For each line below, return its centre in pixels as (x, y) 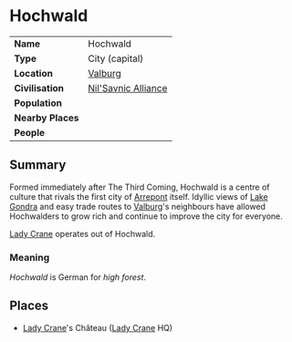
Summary (38, 165)
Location (33, 73)
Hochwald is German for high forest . (78, 277)
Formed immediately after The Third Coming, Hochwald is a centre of (140, 187)
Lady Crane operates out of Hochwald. (83, 233)
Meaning (30, 257)
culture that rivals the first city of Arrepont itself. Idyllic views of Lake (139, 196)
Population (38, 103)
